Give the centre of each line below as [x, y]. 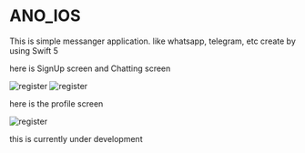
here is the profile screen [56, 103]
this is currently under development [76, 138]
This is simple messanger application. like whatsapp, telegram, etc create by [152, 41]
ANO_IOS [45, 16]
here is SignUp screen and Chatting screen [90, 68]
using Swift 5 [34, 50]
